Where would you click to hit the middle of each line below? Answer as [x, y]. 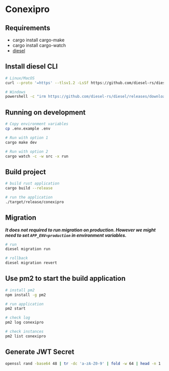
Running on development [46, 112]
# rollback [17, 258]
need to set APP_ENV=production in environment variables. [66, 235]
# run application [24, 304]
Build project [26, 172]
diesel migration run [28, 249]
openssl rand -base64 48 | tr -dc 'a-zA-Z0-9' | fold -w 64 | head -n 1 [83, 363]
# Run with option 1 [27, 138]
